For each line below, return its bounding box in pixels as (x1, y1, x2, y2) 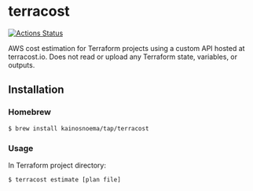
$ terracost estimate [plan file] (8, 175, 122, 183)
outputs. (8, 60, 35, 69)
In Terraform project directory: (8, 160, 107, 170)
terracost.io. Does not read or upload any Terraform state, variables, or (8, 52, 238, 61)
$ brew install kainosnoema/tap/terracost (8, 124, 149, 132)
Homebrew (8, 107, 51, 118)
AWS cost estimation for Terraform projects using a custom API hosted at (8, 43, 245, 53)
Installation (8, 83, 64, 97)
